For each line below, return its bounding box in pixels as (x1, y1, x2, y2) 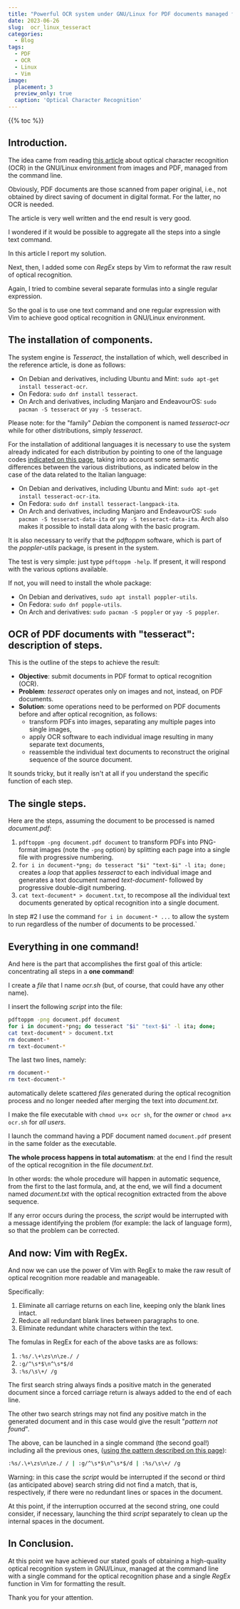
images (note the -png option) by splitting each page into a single (39, 846, 231, 854)
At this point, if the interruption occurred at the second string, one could (8, 1501, 219, 1510)
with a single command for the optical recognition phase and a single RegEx (8, 1571, 231, 1580)
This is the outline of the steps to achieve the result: (8, 658, 160, 667)
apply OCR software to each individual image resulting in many (28, 733, 214, 741)
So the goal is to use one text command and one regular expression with (8, 305, 221, 314)
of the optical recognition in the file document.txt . (8, 1161, 154, 1169)
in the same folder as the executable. (8, 1140, 117, 1148)
